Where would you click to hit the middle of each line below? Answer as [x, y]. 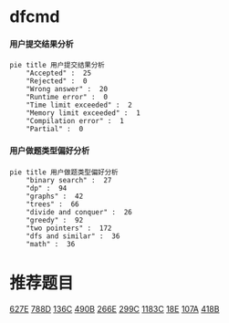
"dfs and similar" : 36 [73, 236]
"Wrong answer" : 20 [67, 89]
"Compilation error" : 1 [75, 121]
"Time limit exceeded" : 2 [79, 105]
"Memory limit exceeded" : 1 [83, 113]
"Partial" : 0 [55, 130]
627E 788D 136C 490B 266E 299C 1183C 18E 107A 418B [114, 308]
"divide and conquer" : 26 [79, 212]
